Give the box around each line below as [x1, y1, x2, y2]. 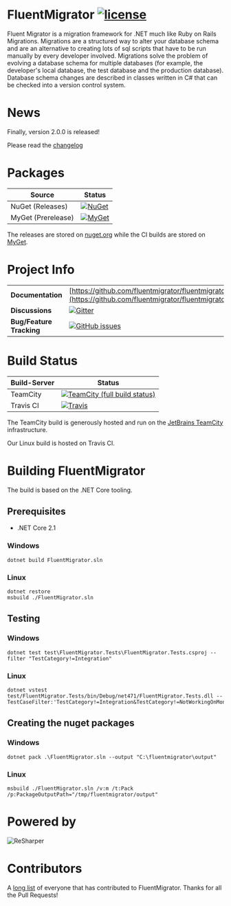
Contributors [7, 861, 82, 876]
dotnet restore [7, 588, 51, 595]
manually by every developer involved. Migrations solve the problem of [7, 52, 208, 60]
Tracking [10, 325, 41, 335]
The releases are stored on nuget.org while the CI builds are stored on [7, 230, 206, 239]
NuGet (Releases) [10, 202, 68, 211]
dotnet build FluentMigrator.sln [7, 557, 103, 563]
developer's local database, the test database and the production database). [7, 66, 224, 74]
